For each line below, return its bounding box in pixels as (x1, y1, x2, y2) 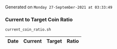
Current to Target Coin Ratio (5, 16, 73, 23)
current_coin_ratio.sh (5, 27, 51, 32)
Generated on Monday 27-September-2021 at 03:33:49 (5, 4, 113, 10)
